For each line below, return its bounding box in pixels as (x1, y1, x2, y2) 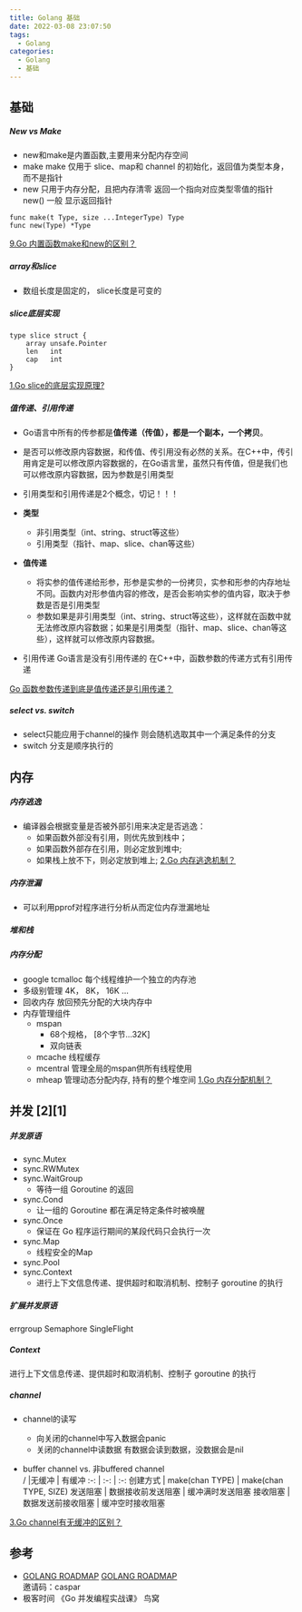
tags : (9, 30, 30, 39)
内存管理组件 (22, 1008, 71, 1018)
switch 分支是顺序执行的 (22, 741, 113, 752)
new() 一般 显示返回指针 (22, 195, 113, 206)
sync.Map (22, 1236, 61, 1247)
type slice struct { (9, 331, 88, 340)
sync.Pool (22, 1257, 61, 1268)
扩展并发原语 (9, 1300, 57, 1311)
